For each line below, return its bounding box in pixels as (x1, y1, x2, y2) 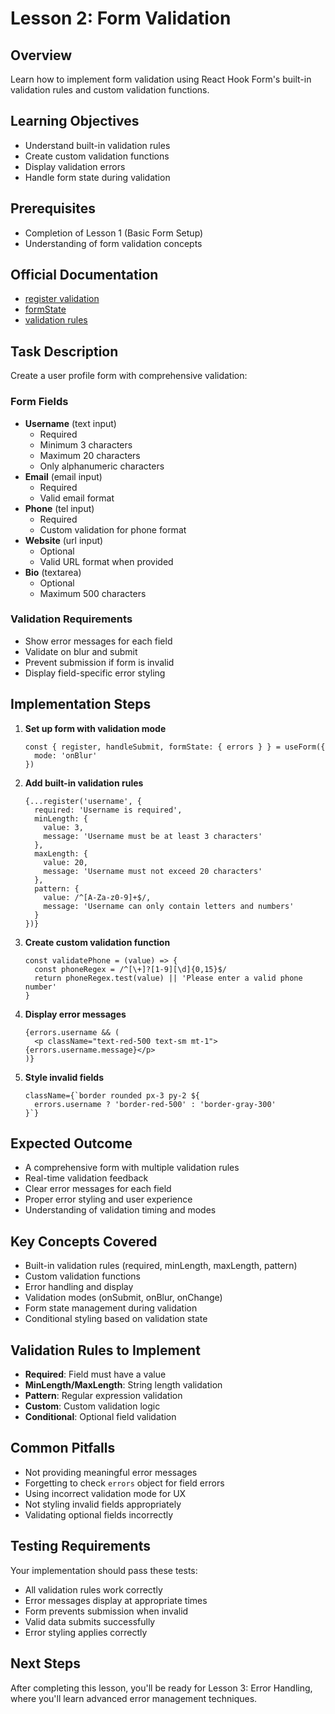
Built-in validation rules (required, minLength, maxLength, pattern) (24, 1260, 298, 1272)
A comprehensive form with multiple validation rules (24, 1162, 240, 1174)
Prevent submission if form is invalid (24, 656, 175, 668)
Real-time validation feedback (24, 1172, 149, 1184)
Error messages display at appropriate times (24, 1594, 208, 1606)
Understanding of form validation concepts (24, 237, 203, 249)
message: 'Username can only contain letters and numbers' (43, 901, 295, 911)
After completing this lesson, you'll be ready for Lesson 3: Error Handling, (10, 1682, 313, 1694)
